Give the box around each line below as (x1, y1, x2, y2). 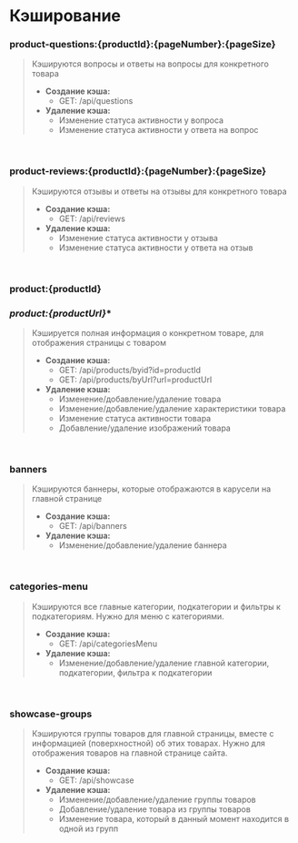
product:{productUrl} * (9, 307, 112, 320)
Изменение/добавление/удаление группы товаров (58, 794, 256, 805)
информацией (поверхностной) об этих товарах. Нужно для (31, 737, 266, 748)
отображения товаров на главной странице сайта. (31, 747, 228, 758)
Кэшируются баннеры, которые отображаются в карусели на (31, 483, 272, 494)
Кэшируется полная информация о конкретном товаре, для (31, 328, 264, 338)
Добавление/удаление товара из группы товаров (58, 803, 252, 815)
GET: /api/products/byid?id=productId (58, 365, 202, 375)
